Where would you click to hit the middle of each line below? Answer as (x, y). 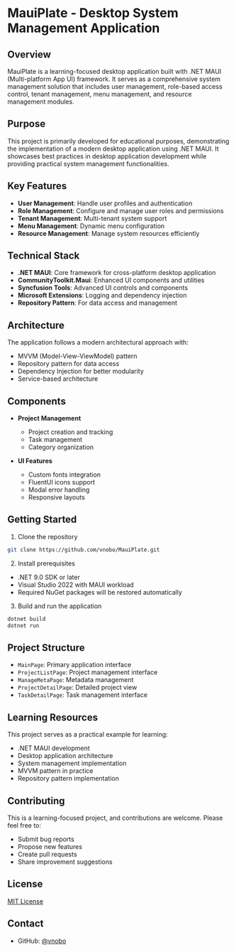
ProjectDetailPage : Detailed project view (77, 688)
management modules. (41, 102)
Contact (26, 924)
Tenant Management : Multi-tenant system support (92, 218)
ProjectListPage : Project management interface (88, 672)
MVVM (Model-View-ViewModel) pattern (77, 356)
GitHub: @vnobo (42, 941)
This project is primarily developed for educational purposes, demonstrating (118, 141)
